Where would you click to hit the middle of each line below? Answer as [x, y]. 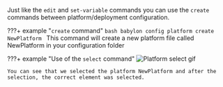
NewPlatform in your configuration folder [66, 45]
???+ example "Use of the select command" [71, 59]
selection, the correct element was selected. [76, 77]
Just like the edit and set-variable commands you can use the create [108, 10]
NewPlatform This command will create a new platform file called [101, 38]
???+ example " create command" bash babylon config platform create [111, 31]
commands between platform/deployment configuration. [89, 17]
